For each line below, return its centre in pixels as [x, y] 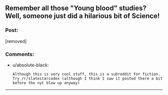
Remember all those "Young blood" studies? [76, 8]
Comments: [20, 54]
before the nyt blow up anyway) [46, 83]
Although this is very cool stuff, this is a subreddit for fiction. [86, 74]
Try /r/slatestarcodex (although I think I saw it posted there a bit [87, 78]
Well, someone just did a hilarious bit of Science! [82, 16]
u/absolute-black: [30, 65]
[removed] [16, 41]
